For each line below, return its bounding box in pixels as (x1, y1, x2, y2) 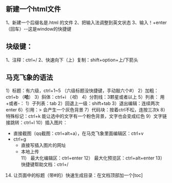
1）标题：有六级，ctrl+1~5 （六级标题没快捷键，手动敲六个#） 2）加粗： (6, 87, 159, 94)
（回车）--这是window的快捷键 (6, 26, 72, 32)
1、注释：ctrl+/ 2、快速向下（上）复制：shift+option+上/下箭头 (6, 57, 139, 63)
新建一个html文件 (6, 5, 61, 14)
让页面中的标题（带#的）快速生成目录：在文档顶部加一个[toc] (13, 172, 143, 178)
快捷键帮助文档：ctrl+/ (20, 162, 69, 168)
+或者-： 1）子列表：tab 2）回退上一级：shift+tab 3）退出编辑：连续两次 (6, 100, 160, 106)
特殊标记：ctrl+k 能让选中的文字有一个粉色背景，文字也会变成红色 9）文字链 (6, 113, 167, 119)
